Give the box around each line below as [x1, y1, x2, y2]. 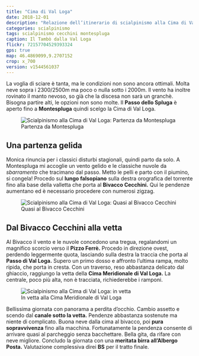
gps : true [6, 47, 31, 53]
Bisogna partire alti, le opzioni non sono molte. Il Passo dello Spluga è [6, 99, 177, 106]
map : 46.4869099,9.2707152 [6, 53, 73, 59]
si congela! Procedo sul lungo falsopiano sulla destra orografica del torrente [6, 175, 193, 182]
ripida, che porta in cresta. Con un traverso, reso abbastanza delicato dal [6, 263, 185, 271]
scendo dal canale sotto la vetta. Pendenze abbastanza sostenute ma [6, 312, 178, 319]
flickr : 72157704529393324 [6, 42, 73, 48]
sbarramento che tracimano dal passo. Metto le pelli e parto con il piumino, [6, 169, 190, 176]
